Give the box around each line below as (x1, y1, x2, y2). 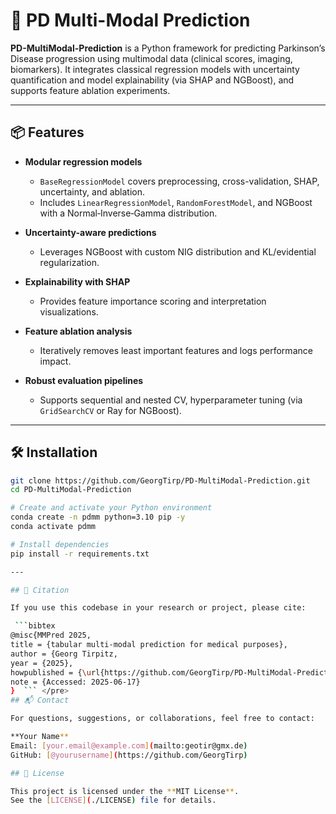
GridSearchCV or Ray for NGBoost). (39, 404, 182, 416)
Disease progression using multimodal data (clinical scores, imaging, (10, 52, 293, 64)
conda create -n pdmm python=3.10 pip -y (10, 512, 186, 523)
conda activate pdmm (10, 522, 97, 532)
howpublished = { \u (10, 667, 92, 678)
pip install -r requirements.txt (10, 549, 150, 559)
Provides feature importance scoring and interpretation (39, 295, 267, 307)
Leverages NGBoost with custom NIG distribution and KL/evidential (39, 245, 317, 258)
